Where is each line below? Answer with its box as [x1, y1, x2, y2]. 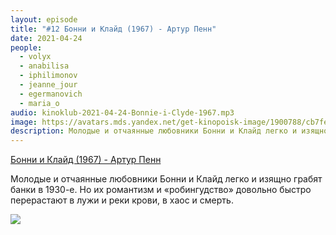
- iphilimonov [19, 71, 78, 81]
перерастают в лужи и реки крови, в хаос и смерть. [10, 194, 234, 206]
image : [10, 117, 38, 127]
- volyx [19, 52, 52, 62]
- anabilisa [19, 61, 70, 71]
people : [10, 42, 43, 53]
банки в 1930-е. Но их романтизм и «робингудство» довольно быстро [10, 184, 312, 196]
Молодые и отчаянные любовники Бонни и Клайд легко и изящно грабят [10, 173, 323, 185]
